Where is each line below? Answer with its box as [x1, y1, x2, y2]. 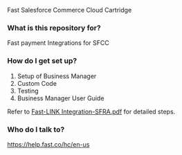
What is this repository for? [7, 23, 102, 33]
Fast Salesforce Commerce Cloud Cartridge [7, 6, 132, 14]
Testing [17, 86, 39, 95]
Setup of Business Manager [17, 72, 97, 80]
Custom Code [17, 79, 57, 87]
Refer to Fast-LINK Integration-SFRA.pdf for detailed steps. [7, 107, 176, 116]
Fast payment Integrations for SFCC [7, 39, 109, 47]
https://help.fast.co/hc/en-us [7, 140, 90, 148]
